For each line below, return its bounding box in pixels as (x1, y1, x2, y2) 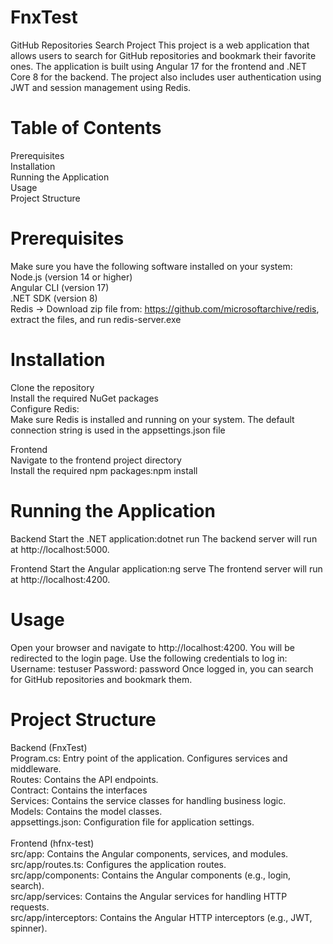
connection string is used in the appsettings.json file (10, 424, 226, 436)
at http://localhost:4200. (10, 573, 111, 585)
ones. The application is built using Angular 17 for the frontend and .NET (10, 60, 307, 72)
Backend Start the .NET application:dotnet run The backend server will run (10, 532, 318, 545)
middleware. (10, 762, 62, 775)
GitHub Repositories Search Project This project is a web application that (10, 39, 310, 51)
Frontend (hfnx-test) (10, 837, 95, 849)
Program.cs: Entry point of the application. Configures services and (10, 752, 288, 764)
